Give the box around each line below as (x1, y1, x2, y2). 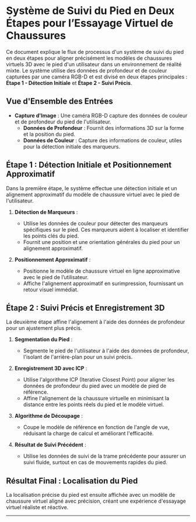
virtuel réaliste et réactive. (6, 504, 69, 511)
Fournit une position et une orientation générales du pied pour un (23, 238, 180, 245)
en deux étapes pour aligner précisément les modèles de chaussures (6, 54, 172, 61)
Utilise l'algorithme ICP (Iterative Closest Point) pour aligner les (23, 376, 175, 383)
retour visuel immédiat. (23, 286, 79, 293)
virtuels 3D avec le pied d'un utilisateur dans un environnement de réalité (6, 60, 182, 68)
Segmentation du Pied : (14, 336, 73, 343)
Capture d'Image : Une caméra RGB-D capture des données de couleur (14, 112, 188, 119)
